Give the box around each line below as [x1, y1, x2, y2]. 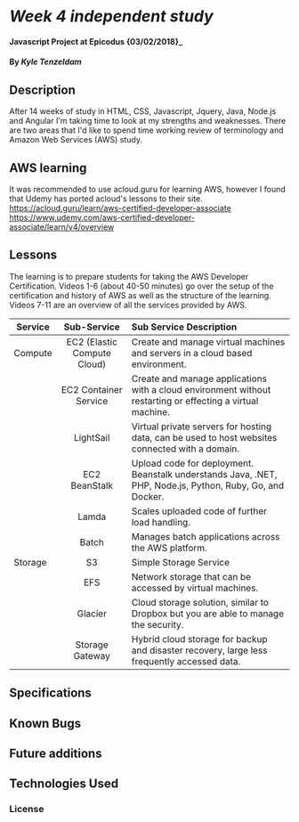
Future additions [9, 745, 102, 761]
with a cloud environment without [131, 383, 271, 395]
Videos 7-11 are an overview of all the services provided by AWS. [9, 299, 247, 310]
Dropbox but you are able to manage [131, 607, 285, 620]
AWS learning [9, 160, 87, 175]
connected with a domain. [131, 443, 240, 455]
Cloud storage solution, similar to [131, 596, 270, 608]
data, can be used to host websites [131, 431, 278, 444]
